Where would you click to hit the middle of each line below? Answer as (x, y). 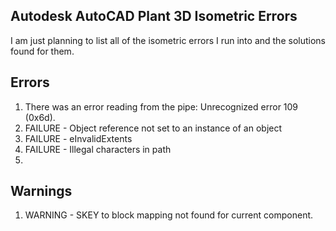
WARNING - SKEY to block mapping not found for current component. (169, 215)
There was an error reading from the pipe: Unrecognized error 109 (161, 106)
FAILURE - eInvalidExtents (78, 138)
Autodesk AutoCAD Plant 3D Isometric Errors (154, 16)
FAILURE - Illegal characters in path (98, 149)
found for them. (42, 51)
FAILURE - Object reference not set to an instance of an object (153, 128)
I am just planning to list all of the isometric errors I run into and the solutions (168, 40)
